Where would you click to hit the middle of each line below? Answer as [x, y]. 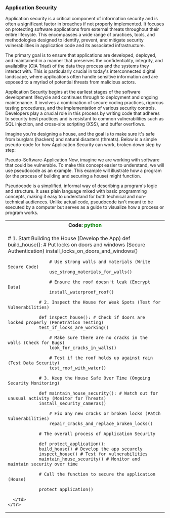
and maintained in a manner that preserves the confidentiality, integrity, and [84, 61]
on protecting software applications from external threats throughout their [82, 29]
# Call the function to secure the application [97, 474]
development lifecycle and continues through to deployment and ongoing [82, 97]
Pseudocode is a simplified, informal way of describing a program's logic [81, 186]
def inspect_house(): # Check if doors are [92, 317]
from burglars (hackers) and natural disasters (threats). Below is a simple [81, 139]
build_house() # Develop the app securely [91, 449]
